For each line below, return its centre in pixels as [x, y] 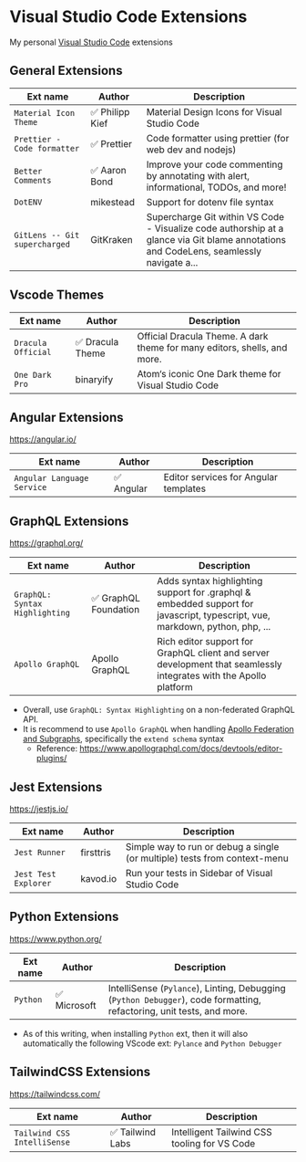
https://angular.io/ [43, 439]
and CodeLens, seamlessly [204, 251]
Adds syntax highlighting [210, 581]
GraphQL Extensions [69, 521]
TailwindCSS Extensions [80, 1072]
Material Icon [45, 113]
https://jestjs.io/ [39, 809]
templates [185, 488]
